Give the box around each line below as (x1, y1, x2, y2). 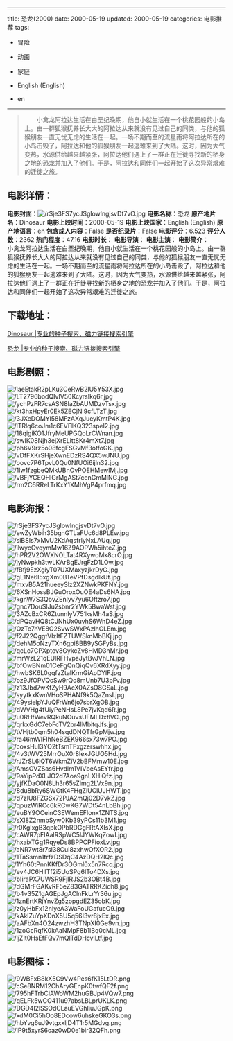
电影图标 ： (7, 956, 53, 968)
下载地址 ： (7, 310, 53, 322)
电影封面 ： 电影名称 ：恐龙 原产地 (7, 209, 210, 218)
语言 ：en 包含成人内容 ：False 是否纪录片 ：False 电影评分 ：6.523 (19, 227, 206, 235)
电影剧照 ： (7, 367, 53, 378)
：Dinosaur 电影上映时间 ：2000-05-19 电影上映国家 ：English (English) (13, 218, 216, 226)
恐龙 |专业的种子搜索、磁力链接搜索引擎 (7, 344, 121, 352)
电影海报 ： (7, 502, 53, 514)
